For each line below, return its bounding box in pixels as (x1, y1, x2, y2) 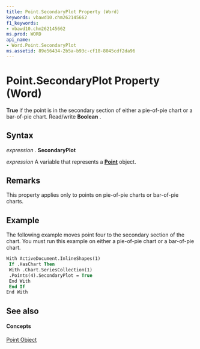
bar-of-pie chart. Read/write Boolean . (6, 113, 102, 120)
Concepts (6, 323, 31, 330)
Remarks (6, 175, 41, 185)
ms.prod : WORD (6, 31, 42, 37)
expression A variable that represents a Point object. (6, 158, 136, 165)
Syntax (6, 131, 34, 141)
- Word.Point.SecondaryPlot (6, 43, 77, 49)
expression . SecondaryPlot (6, 146, 76, 153)
